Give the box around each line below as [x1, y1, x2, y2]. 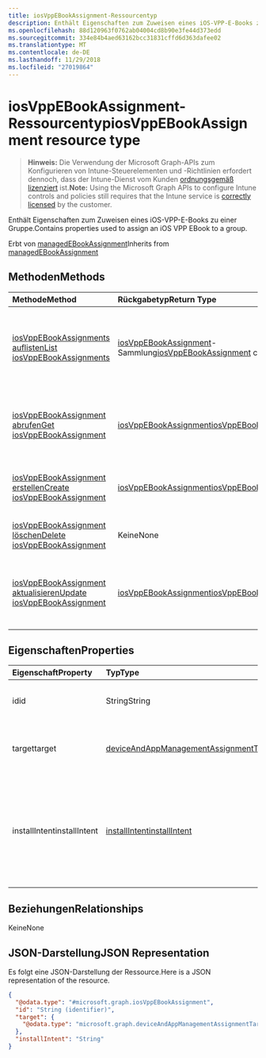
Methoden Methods [8, 271, 105, 284]
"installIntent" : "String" [15, 1035, 104, 1044]
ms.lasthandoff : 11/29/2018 [8, 56, 101, 64]
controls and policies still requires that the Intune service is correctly [27, 191, 252, 201]
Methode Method [12, 294, 77, 305]
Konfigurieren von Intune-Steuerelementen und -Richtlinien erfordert [27, 166, 252, 175]
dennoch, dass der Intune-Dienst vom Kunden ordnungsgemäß [27, 174, 234, 183]
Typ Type [105, 668, 140, 679]
